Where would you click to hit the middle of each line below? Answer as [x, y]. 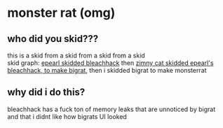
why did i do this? [46, 92]
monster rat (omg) [61, 13]
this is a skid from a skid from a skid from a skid [76, 55]
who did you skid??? [53, 39]
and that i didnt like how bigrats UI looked [67, 116]
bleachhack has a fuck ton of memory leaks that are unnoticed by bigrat [111, 109]
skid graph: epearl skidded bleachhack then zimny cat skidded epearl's [110, 63]
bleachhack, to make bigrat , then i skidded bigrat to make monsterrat [107, 70]
